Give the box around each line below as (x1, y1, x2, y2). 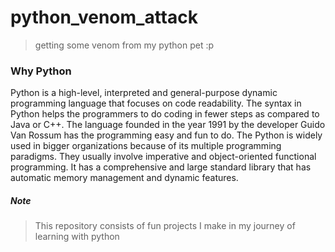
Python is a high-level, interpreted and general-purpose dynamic (10, 87, 278, 99)
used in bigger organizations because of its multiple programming (10, 140, 282, 152)
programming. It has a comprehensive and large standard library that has (10, 161, 312, 173)
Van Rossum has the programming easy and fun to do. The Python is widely (10, 129, 323, 141)
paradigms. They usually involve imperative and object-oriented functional (10, 151, 317, 163)
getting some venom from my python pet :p (34, 39, 215, 51)
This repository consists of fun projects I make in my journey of (34, 220, 296, 232)
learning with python (34, 231, 120, 243)
